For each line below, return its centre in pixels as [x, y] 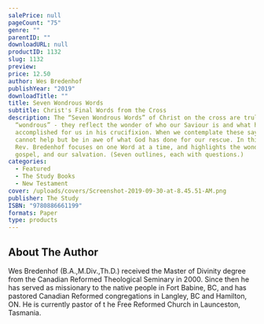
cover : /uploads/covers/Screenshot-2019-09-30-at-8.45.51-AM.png [117, 191]
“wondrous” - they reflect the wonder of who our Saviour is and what [133, 125]
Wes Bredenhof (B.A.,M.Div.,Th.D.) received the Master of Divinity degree [127, 271]
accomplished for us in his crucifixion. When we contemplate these [130, 132]
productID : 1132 [35, 52]
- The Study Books [46, 177]
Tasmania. [25, 312]
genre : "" [24, 30]
